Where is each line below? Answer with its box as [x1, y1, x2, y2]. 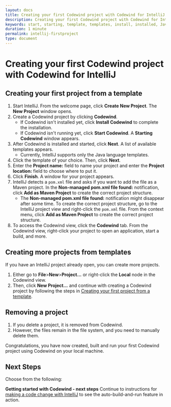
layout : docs [5, 7, 33, 13]
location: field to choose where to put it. [12, 168, 98, 174]
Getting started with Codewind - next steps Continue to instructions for [5, 386, 157, 392]
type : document [5, 36, 38, 41]
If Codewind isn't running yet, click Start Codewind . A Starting [20, 130, 153, 136]
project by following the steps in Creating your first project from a [12, 287, 150, 294]
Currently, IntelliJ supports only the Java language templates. [20, 151, 149, 157]
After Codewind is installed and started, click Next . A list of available [12, 141, 157, 147]
